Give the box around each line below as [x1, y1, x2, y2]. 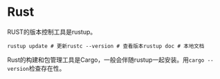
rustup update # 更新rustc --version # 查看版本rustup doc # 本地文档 [7, 43, 205, 49]
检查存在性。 [28, 64, 66, 72]
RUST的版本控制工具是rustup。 [7, 27, 97, 36]
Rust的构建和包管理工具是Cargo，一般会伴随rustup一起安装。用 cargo [7, 56, 205, 64]
